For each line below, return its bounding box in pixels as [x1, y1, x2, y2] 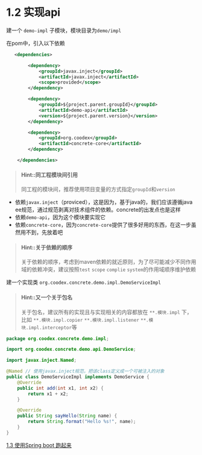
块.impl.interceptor [21, 324, 72, 330]
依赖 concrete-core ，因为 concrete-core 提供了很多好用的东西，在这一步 [14, 221, 191, 229]
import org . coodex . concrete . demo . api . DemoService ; [6, 346, 136, 353]
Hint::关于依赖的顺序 [21, 243, 73, 251]
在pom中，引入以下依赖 [6, 39, 65, 47]
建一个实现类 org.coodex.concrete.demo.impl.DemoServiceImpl [6, 279, 162, 286]
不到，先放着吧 [25, 229, 63, 236]
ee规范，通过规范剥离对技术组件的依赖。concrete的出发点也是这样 [14, 206, 181, 214]
